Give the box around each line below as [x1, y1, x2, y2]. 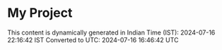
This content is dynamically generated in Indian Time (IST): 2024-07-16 [7, 28, 216, 37]
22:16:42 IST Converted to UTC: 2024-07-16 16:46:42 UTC [7, 35, 179, 44]
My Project [7, 5, 73, 21]
